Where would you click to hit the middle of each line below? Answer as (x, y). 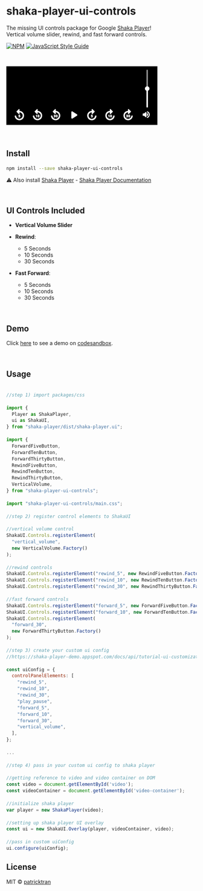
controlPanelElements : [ (43, 676)
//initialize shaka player (40, 803)
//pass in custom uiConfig (40, 842)
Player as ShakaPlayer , (41, 414)
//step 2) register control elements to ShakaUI (69, 516)
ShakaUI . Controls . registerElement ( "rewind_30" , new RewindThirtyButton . (100, 587)
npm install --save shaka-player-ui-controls (64, 168)
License (21, 867)
